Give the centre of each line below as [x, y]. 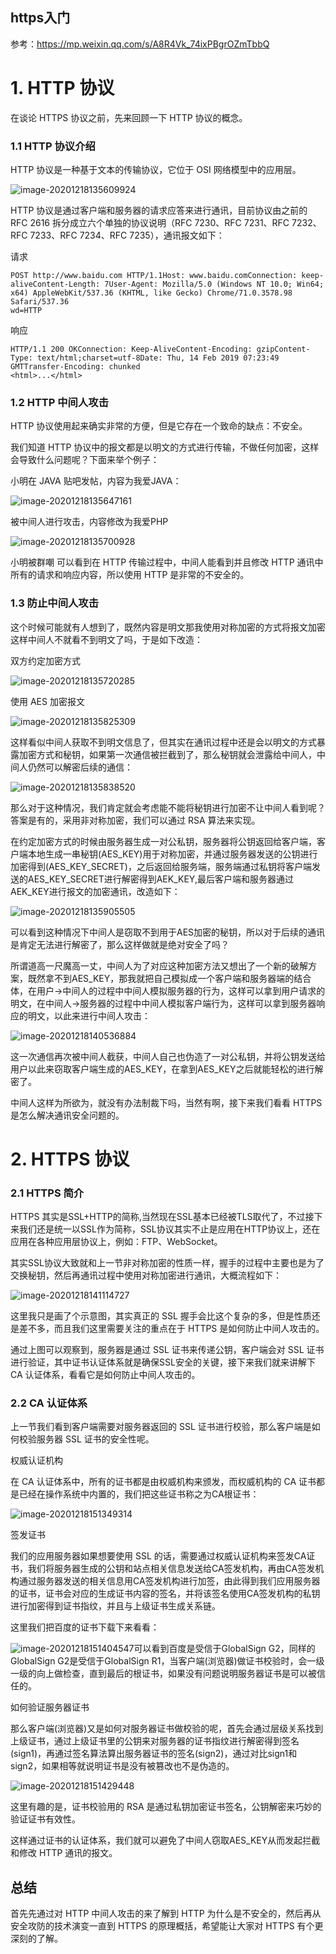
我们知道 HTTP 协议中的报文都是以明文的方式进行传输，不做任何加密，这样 [165, 447]
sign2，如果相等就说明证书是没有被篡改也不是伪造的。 [122, 1766]
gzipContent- [283, 349]
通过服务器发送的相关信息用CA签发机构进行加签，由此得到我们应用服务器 [169, 1581]
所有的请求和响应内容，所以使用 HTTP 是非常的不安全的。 [130, 575]
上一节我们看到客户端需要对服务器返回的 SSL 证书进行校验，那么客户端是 [161, 1427]
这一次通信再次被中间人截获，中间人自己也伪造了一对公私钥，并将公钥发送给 [168, 1056]
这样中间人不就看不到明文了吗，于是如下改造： [106, 639]
